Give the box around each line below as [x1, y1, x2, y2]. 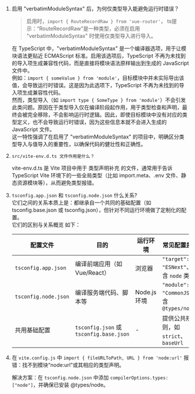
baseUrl [161, 340, 184, 346]
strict [161, 333, 181, 340]
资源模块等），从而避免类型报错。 [16, 179, 97, 186]
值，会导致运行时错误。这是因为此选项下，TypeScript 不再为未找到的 [11, 82, 180, 88]
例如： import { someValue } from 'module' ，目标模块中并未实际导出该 [11, 74, 184, 81]
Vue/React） [75, 269, 110, 277]
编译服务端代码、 [75, 289, 123, 296]
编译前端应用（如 [75, 260, 123, 268]
